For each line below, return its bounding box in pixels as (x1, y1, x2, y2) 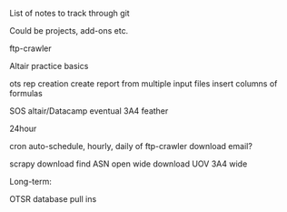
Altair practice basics (9, 61, 89, 71)
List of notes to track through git (9, 8, 130, 18)
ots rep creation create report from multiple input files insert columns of (9, 78, 278, 89)
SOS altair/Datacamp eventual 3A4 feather (9, 106, 169, 116)
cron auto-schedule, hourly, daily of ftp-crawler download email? (9, 141, 252, 151)
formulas (9, 88, 43, 98)
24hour (9, 123, 37, 134)
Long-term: (9, 177, 52, 187)
